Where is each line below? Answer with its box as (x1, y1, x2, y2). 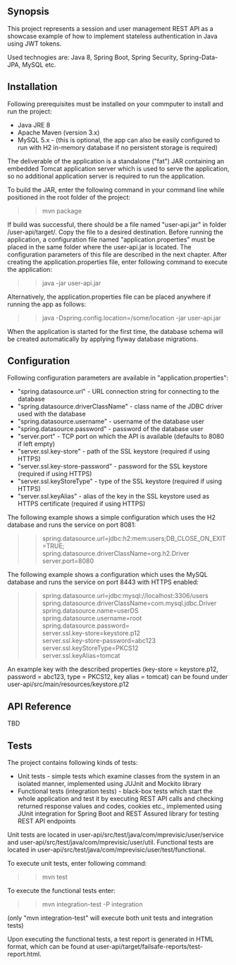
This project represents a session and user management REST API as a (7, 24, 213, 32)
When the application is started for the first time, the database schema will (7, 327, 223, 335)
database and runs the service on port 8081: (7, 521, 136, 529)
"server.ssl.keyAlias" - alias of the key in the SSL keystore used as (17, 492, 210, 501)
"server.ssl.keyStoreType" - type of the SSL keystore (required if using (17, 477, 223, 485)
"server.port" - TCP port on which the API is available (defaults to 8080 (17, 432, 224, 441)
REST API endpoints (17, 817, 76, 826)
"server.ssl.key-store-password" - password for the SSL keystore (17, 462, 208, 471)
